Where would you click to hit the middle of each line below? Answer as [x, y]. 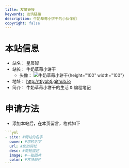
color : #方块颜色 [25, 160]
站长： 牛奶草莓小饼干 [34, 69]
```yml [12, 133]
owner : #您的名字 [25, 142]
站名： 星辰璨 [25, 63]
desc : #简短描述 [24, 151]
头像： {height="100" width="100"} [72, 75]
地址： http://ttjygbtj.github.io [41, 81]
